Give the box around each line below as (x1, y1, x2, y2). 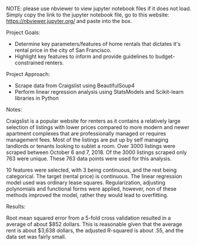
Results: (6, 203, 26, 210)
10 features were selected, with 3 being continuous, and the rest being (6, 166, 177, 173)
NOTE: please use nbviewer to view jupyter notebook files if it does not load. (6, 5, 192, 12)
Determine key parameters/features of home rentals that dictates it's (14, 41, 181, 47)
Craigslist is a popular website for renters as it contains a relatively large (6, 117, 181, 124)
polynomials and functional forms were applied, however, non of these (6, 185, 177, 192)
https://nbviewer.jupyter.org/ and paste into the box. (6, 18, 132, 24)
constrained (14, 59, 44, 66)
